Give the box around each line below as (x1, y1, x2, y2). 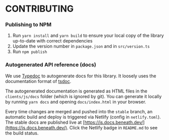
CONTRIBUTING (5, 3, 74, 15)
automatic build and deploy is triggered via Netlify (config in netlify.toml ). (5, 114, 161, 120)
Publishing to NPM (5, 21, 52, 28)
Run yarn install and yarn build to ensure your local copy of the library (12, 32, 164, 38)
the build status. (5, 130, 39, 136)
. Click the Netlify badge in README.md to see (67, 124, 158, 130)
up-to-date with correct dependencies (12, 38, 93, 44)
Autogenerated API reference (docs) (5, 61, 96, 68)
